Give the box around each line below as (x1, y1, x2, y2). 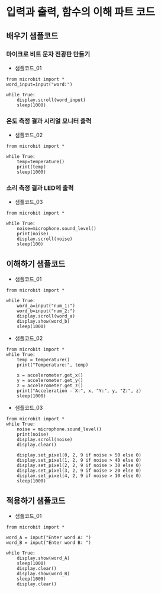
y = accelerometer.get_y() (17, 378, 83, 384)
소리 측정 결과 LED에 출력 (6, 184, 74, 192)
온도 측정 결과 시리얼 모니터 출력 (6, 116, 92, 125)
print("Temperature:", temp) (17, 362, 89, 368)
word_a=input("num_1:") (17, 303, 76, 309)
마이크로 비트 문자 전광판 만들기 (6, 50, 91, 58)
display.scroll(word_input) (17, 97, 86, 103)
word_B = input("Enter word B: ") (6, 540, 92, 546)
